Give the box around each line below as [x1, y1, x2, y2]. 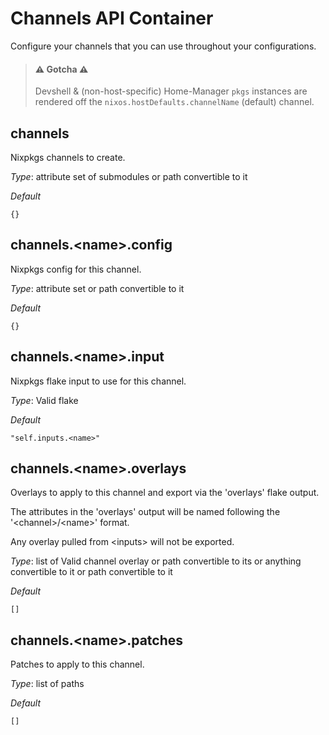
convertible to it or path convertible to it [10, 566, 173, 578]
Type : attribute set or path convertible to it [10, 282, 185, 294]
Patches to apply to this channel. [10, 658, 145, 671]
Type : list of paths [10, 678, 85, 690]
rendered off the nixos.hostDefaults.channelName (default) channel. [34, 96, 315, 108]
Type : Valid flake [10, 394, 79, 406]
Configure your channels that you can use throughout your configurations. [10, 40, 317, 52]
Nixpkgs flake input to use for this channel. [10, 375, 187, 387]
